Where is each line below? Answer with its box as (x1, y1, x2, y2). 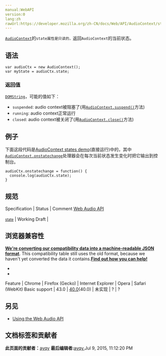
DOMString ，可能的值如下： (5, 94, 60, 100)
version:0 (5, 12, 26, 17)
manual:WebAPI (5, 7, 35, 12)
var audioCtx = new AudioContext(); (5, 65, 81, 70)
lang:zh (5, 16, 21, 21)
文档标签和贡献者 (5, 331, 57, 340)
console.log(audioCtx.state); (9, 173, 72, 178)
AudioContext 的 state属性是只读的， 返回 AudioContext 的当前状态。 (5, 35, 134, 41)
